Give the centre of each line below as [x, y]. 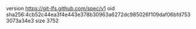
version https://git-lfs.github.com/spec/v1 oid [61, 8]
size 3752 [47, 21]
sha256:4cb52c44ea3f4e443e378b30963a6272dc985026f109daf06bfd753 [98, 14]
